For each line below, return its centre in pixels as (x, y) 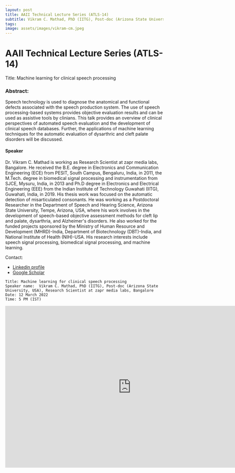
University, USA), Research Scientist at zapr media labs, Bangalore (80, 290)
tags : (11, 24)
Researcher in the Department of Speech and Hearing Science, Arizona (79, 205)
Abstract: (17, 91)
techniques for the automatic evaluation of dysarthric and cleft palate (77, 134)
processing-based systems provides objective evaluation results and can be (84, 113)
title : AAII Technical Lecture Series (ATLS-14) (57, 15)
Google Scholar (29, 272)
